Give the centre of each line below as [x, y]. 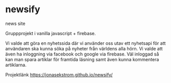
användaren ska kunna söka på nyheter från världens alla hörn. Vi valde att [84, 48]
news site [15, 23]
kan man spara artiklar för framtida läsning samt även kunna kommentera [82, 59]
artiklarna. [16, 65]
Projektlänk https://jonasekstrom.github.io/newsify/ [59, 74]
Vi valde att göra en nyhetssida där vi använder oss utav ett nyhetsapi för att [86, 43]
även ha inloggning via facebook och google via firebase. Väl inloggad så [82, 54]
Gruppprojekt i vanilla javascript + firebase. [51, 33]
